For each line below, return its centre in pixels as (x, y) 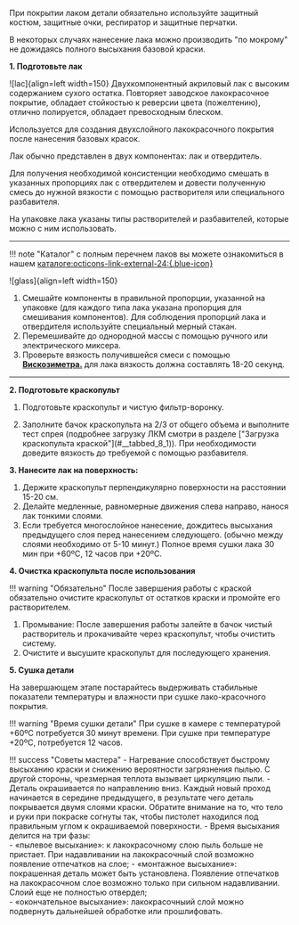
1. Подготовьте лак (46, 66)
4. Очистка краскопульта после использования (102, 571)
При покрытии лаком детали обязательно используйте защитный (134, 13)
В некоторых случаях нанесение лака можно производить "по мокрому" (149, 40)
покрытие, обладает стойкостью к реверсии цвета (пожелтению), (135, 102)
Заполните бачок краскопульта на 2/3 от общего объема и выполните (156, 424)
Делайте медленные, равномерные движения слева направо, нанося (155, 506)
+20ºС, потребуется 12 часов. (66, 742)
